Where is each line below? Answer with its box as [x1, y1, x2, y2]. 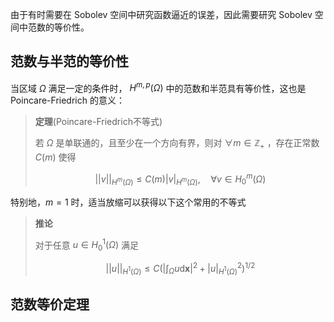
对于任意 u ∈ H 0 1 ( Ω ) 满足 [34, 237, 139, 253]
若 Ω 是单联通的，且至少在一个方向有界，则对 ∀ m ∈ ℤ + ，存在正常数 [34, 137, 320, 152]
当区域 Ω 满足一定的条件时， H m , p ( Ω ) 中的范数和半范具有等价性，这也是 [10, 80, 307, 94]
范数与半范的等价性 [10, 53, 129, 70]
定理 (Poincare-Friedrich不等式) [34, 116, 163, 128]
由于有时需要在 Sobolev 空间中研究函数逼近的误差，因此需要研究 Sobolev [10, 9, 313, 20]
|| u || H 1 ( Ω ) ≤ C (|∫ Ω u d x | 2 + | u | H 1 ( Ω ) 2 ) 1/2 [105, 261, 256, 277]
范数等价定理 [10, 296, 90, 313]
